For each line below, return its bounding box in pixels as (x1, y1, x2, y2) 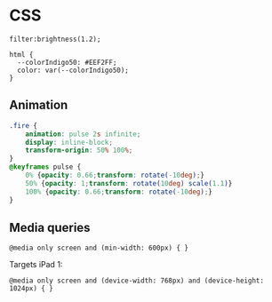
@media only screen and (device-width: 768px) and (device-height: (9, 276, 265, 285)
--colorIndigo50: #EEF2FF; (17, 58, 117, 67)
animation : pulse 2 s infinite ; (25, 130, 141, 139)
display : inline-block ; (25, 138, 114, 147)
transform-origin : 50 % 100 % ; (25, 146, 133, 155)
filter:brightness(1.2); (9, 35, 101, 44)
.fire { (9, 121, 38, 130)
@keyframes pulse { (9, 163, 82, 171)
